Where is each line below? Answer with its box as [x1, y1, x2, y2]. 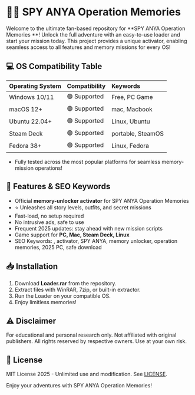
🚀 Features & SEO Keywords [6, 182, 111, 192]
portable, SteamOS [111, 130, 164, 138]
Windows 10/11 [9, 93, 54, 101]
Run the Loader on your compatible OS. [14, 292, 111, 299]
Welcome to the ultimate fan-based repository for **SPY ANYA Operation [6, 25, 186, 32]
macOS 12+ [9, 106, 43, 114]
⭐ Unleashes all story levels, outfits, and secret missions [14, 203, 151, 211]
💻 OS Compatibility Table [6, 61, 103, 71]
